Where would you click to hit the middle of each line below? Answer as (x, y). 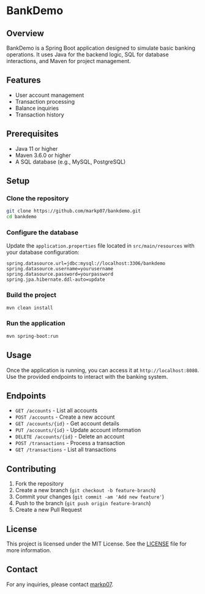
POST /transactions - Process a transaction (70, 443)
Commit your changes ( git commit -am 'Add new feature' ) (90, 497)
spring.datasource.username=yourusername (60, 269)
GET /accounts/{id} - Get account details (67, 424)
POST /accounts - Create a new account (65, 417)
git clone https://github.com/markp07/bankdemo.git (73, 211)
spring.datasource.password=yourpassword (60, 274)
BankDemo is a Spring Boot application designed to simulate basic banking (101, 48)
